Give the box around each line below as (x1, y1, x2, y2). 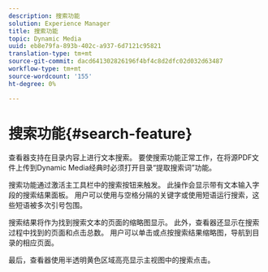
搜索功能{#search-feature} (8, 124, 192, 143)
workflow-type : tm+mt (8, 65, 82, 73)
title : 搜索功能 (8, 27, 58, 35)
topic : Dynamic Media (8, 34, 82, 43)
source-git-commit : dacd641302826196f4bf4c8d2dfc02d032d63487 (8, 58, 223, 66)
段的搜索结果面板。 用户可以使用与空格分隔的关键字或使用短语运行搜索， (8, 190, 253, 200)
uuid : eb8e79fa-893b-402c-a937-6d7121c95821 (8, 42, 162, 50)
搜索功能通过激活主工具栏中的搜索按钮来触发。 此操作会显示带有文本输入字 (8, 180, 260, 190)
